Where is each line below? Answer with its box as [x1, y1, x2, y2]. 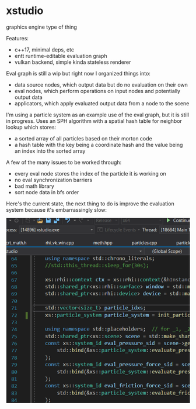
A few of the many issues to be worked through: [6, 159, 122, 166]
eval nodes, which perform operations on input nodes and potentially [14, 87, 181, 94]
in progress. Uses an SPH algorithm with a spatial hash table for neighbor [6, 117, 183, 124]
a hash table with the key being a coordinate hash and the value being [14, 141, 183, 148]
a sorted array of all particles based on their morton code [14, 135, 153, 142]
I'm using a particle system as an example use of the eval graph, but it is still [6, 111, 190, 118]
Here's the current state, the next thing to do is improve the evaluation [6, 200, 174, 207]
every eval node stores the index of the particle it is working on [14, 170, 166, 177]
